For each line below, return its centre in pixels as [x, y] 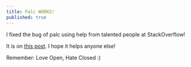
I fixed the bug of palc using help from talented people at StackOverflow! [96, 34]
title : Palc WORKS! [30, 12]
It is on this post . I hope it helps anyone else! [61, 46]
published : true [26, 17]
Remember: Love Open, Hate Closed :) [54, 57]
